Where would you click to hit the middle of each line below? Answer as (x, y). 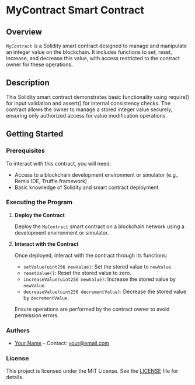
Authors (18, 330)
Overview (24, 32)
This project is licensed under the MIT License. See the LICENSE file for (92, 371)
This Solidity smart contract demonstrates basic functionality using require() (98, 97)
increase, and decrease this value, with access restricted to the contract (93, 58)
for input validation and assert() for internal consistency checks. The (88, 103)
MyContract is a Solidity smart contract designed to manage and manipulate (97, 46)
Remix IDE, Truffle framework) (51, 181)
